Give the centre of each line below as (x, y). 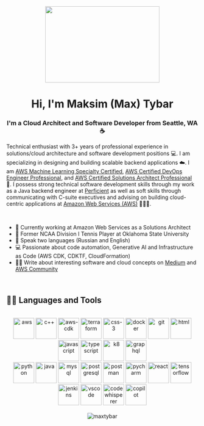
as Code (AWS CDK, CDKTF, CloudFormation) (73, 256)
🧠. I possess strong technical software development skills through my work (100, 184)
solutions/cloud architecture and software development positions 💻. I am (98, 153)
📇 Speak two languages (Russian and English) (73, 240)
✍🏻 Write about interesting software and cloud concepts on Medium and (106, 262)
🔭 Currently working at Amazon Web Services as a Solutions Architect (103, 228)
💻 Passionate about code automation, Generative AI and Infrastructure (104, 247)
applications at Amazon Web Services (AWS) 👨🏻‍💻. (88, 204)
